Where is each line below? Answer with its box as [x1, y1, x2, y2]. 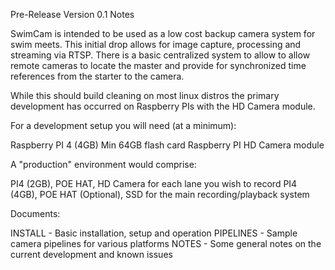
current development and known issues [10, 249, 173, 260]
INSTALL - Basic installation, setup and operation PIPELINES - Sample [10, 227, 298, 239]
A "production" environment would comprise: [10, 159, 197, 170]
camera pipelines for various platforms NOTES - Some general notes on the [10, 238, 322, 249]
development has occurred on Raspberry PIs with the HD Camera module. [10, 100, 316, 112]
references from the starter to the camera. [10, 70, 185, 82]
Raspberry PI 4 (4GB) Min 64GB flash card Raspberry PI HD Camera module [10, 139, 325, 151]
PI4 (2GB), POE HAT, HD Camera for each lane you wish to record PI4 [10, 178, 298, 189]
